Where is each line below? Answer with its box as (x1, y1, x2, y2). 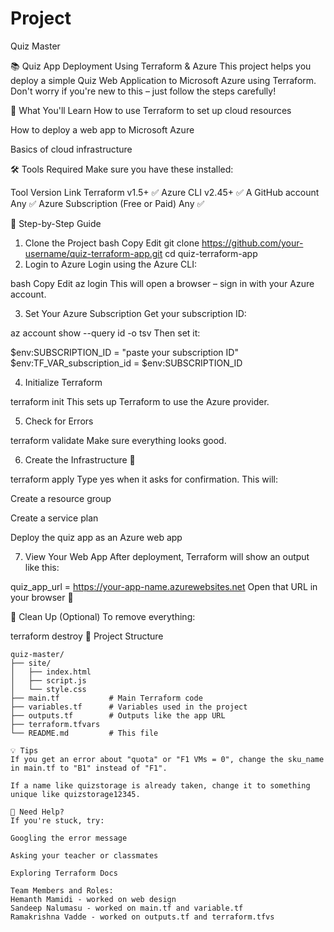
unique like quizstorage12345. (10, 789, 141, 799)
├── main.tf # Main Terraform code (10, 693, 203, 703)
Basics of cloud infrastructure (10, 143, 133, 155)
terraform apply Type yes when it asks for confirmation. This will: (10, 473, 278, 485)
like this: (24, 561, 60, 573)
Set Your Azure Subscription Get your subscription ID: (24, 307, 247, 319)
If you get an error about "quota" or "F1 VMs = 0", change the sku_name (10, 754, 325, 764)
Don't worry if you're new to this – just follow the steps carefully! (10, 85, 277, 97)
